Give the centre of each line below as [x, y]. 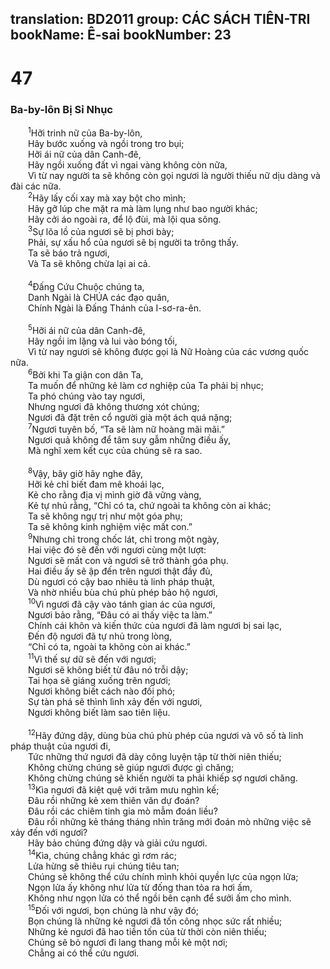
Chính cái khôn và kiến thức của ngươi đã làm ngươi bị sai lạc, [155, 626]
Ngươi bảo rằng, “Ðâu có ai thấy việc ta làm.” [120, 615]
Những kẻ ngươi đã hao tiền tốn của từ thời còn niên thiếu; [148, 931]
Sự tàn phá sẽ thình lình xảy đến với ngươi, [115, 702]
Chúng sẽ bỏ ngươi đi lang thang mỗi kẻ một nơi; [128, 942]
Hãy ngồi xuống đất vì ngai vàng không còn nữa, [128, 164]
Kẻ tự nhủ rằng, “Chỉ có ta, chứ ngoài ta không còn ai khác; [150, 506]
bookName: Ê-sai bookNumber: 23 [121, 35]
